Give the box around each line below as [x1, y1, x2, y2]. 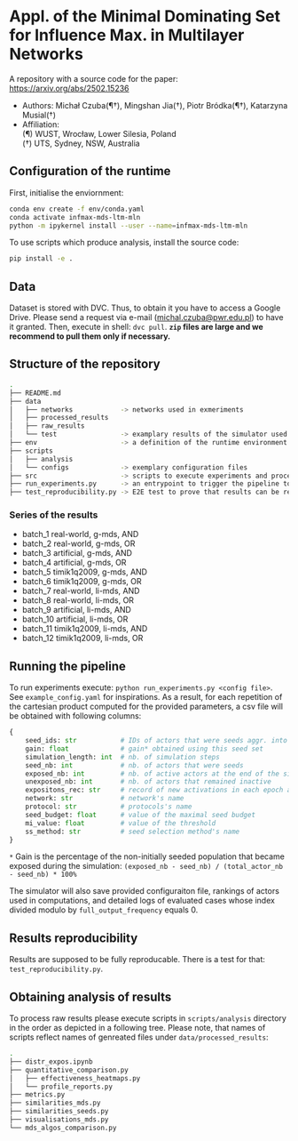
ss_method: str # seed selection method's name [25, 827, 240, 836]
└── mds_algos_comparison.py [9, 1123, 117, 1132]
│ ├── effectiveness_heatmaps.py [9, 1073, 141, 1082]
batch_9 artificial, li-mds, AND [21, 605, 131, 615]
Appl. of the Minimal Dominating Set [9, 6, 281, 27]
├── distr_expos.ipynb [9, 1057, 93, 1066]
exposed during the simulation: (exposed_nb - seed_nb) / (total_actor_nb [9, 861, 284, 872]
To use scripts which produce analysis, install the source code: [9, 237, 239, 248]
